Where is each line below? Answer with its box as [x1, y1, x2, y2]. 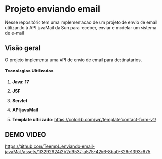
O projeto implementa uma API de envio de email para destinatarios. [5, 57, 142, 63]
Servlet [12, 97, 28, 103]
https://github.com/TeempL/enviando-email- [5, 143, 95, 149]
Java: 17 [12, 79, 29, 85]
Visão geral [5, 44, 40, 52]
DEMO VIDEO [5, 130, 46, 139]
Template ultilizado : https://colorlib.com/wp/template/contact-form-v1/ [12, 116, 156, 122]
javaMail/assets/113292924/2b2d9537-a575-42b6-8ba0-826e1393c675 [5, 148, 151, 154]
